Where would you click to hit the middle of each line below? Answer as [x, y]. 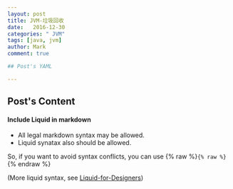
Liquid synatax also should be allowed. [74, 143]
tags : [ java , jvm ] [35, 40]
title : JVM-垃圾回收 [36, 21]
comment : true [29, 54]
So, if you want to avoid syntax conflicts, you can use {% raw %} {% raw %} [117, 156]
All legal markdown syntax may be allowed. [81, 135]
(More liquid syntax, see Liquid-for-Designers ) [76, 178]
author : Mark [27, 47]
